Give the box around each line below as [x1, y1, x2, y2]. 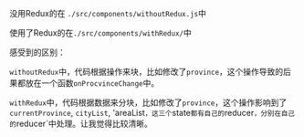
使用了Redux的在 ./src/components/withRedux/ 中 [9, 27, 192, 38]
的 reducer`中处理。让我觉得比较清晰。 [9, 118, 152, 129]
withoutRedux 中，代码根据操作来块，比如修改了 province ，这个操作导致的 [9, 67, 284, 77]
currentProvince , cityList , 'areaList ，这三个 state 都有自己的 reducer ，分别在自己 [9, 108, 295, 118]
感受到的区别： [9, 47, 66, 58]
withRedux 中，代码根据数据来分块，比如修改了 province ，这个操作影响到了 [9, 97, 288, 108]
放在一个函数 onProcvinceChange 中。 [25, 78, 160, 89]
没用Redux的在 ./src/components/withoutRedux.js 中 [9, 8, 207, 18]
